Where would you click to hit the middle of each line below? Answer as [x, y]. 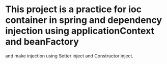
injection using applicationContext [80, 31]
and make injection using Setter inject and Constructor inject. [69, 56]
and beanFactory [42, 42]
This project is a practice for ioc [73, 9]
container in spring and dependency [83, 20]
